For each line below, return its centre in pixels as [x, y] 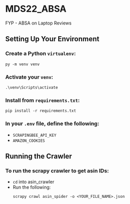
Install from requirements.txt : [43, 100]
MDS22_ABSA [36, 9]
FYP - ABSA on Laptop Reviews [38, 23]
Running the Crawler [39, 156]
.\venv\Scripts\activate [32, 87]
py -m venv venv [22, 64]
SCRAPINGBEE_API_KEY [34, 135]
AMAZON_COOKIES [29, 141]
